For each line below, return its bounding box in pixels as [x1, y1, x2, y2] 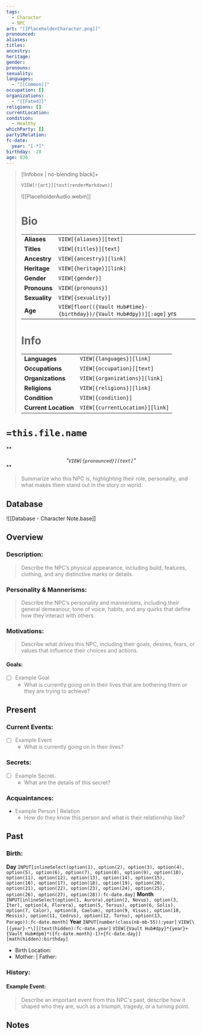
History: [6, 968, 31, 976]
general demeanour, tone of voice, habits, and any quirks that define [20, 605, 191, 613]
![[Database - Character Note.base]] [6, 515, 96, 522]
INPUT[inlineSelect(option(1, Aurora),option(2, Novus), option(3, [6, 897, 179, 903]
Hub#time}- [117, 303, 148, 311]
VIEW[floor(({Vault [58, 303, 114, 311]
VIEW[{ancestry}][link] [58, 255, 126, 262]
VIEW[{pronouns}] [58, 285, 108, 292]
